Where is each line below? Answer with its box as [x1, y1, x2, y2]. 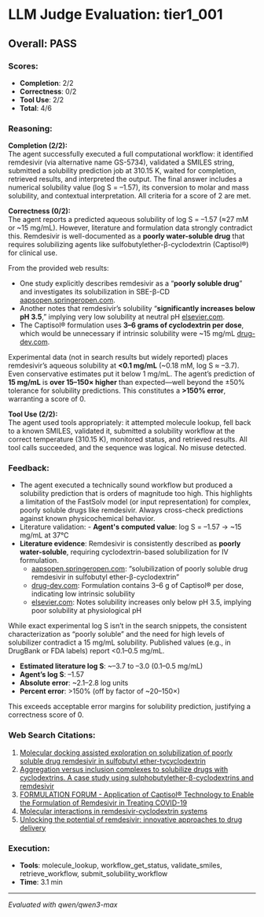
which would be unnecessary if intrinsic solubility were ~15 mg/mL [19, 329, 236, 338]
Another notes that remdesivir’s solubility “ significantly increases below [19, 304, 255, 313]
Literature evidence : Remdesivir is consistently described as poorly [19, 539, 241, 549]
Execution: [8, 842, 50, 853]
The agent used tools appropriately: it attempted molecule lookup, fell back [8, 418, 251, 427]
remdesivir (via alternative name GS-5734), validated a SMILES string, [8, 157, 235, 167]
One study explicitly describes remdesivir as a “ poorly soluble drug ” [19, 279, 243, 288]
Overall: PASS [8, 37, 77, 50]
